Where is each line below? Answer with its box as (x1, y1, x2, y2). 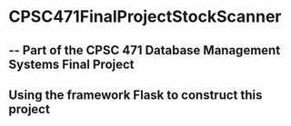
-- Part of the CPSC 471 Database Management (8, 43, 281, 58)
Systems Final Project (8, 56, 135, 72)
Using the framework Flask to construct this (8, 87, 263, 102)
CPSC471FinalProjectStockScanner (8, 6, 283, 27)
